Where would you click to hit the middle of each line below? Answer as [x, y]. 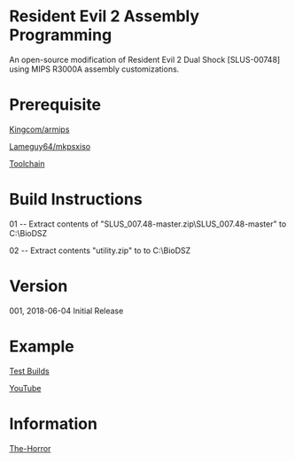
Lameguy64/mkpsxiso [50, 146]
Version [39, 286]
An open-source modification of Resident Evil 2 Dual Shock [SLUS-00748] [145, 59]
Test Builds [30, 371]
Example [42, 346]
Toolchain [27, 163]
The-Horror [30, 448]
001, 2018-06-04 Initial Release [66, 311]
